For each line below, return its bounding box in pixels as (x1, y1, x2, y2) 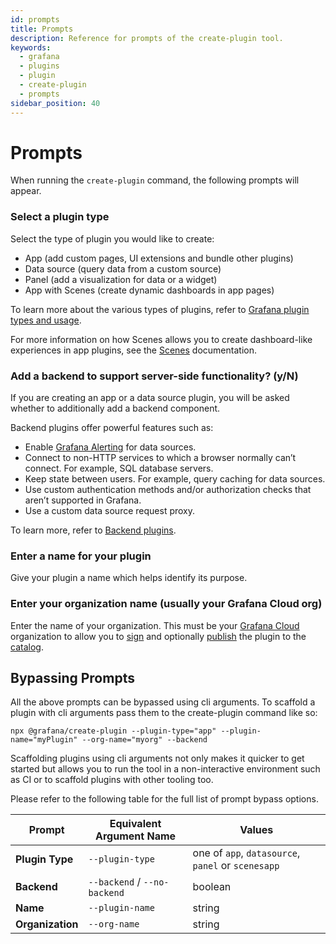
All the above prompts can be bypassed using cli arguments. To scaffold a (10, 696, 316, 708)
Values (239, 823, 274, 837)
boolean (192, 880, 232, 894)
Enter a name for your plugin (10, 549, 152, 563)
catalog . (10, 641, 44, 653)
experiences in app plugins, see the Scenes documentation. (10, 344, 257, 356)
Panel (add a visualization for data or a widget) (24, 273, 218, 285)
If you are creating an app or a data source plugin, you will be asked (10, 392, 290, 404)
